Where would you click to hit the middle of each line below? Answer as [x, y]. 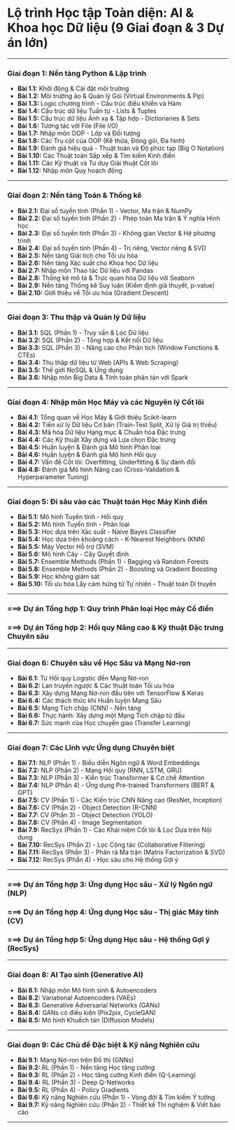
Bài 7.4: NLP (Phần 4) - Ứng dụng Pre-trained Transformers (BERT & [116, 785]
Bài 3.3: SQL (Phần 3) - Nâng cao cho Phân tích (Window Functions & [118, 347]
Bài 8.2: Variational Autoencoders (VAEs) [77, 997]
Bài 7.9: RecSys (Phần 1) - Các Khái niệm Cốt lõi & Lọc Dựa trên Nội [114, 830]
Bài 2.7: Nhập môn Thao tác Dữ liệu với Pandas [85, 270]
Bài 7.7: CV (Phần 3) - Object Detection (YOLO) [85, 815]
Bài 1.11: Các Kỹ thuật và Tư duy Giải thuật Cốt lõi [88, 163]
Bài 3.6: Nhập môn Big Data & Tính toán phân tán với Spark [103, 377]
